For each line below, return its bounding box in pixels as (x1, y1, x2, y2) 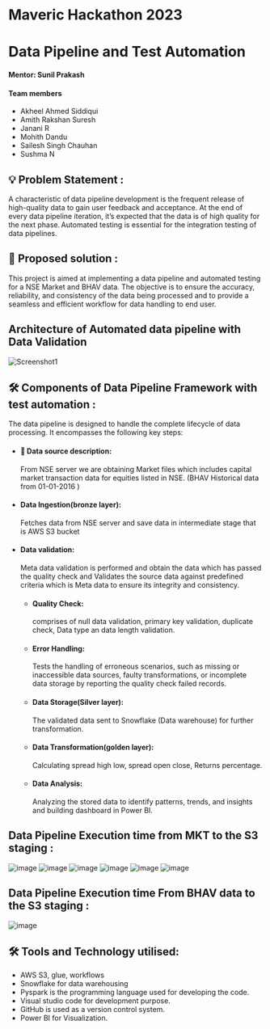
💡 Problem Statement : (8, 172, 124, 187)
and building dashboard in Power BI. (32, 806, 154, 816)
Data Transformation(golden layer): (32, 742, 154, 753)
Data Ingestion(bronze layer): (19, 500, 121, 510)
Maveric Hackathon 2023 (8, 6, 184, 24)
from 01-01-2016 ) (19, 481, 80, 491)
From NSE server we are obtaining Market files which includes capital (19, 464, 252, 474)
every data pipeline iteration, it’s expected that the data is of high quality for (8, 211, 260, 221)
